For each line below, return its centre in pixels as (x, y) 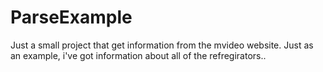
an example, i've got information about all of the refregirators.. (138, 55)
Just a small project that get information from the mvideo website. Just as (162, 45)
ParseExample (71, 17)
